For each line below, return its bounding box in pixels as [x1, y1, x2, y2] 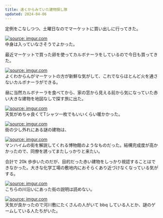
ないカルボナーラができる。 [5, 79, 61, 85]
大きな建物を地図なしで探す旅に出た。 [9, 95, 86, 101]
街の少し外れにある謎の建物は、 [5, 127, 69, 132]
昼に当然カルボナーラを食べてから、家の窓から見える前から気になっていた [5, 90, 154, 95]
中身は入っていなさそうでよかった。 [5, 41, 78, 47]
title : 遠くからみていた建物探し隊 [5, 7, 68, 12]
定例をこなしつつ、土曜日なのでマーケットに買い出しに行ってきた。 [5, 25, 141, 32]
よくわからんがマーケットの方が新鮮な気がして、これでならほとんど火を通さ [5, 73, 158, 79]
